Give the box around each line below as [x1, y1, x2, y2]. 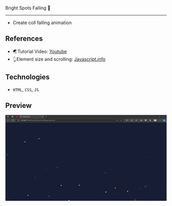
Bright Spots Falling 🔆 [5, 5, 51, 11]
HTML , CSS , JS [12, 86, 39, 92]
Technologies [5, 73, 50, 81]
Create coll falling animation [12, 19, 72, 26]
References [5, 34, 43, 43]
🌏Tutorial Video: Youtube [12, 48, 67, 54]
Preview [5, 101, 32, 110]
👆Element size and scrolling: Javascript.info [12, 56, 106, 62]
